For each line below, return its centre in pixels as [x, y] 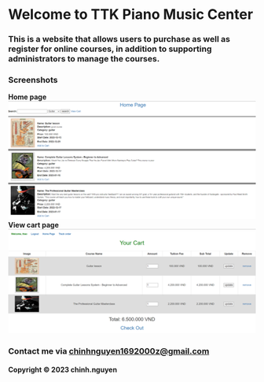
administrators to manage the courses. [84, 59]
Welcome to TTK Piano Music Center [131, 15]
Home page [27, 97]
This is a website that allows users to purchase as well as [119, 39]
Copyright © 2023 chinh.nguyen [63, 370]
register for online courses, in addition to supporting [110, 49]
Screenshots [33, 80]
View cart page [33, 225]
